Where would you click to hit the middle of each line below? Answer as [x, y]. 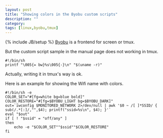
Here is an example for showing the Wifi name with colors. [64, 84]
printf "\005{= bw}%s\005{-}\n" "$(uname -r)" [54, 65]
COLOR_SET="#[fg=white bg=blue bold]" [45, 97]
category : [15, 23]
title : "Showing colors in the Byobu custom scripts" [62, 14]
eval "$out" [17, 114]
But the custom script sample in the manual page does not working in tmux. [82, 52]
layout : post [18, 10]
